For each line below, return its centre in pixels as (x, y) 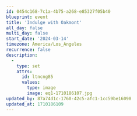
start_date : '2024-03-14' (37, 39)
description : (22, 55)
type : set (29, 66)
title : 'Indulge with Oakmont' (44, 22)
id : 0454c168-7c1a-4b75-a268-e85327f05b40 (58, 11)
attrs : (24, 71)
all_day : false (24, 28)
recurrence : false (28, 50)
